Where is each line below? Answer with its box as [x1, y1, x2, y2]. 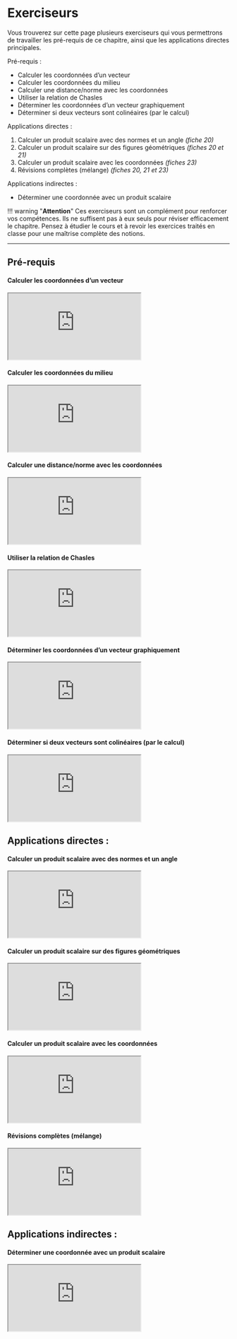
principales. [7, 43, 42, 52]
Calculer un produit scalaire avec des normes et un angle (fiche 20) [17, 136, 214, 144]
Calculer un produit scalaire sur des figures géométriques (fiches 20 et [17, 143, 224, 151]
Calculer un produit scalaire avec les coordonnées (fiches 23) [17, 158, 197, 167]
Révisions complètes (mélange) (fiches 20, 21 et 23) [17, 165, 169, 174]
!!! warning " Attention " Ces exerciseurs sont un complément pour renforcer [7, 206, 228, 215]
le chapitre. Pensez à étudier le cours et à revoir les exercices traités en [7, 221, 215, 230]
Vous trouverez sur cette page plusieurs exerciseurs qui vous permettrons [7, 28, 224, 37]
